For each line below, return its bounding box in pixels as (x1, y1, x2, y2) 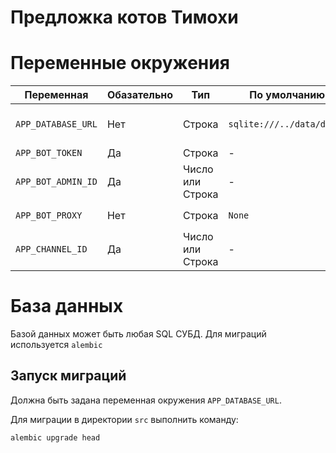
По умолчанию (249, 88, 326, 102)
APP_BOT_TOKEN (15, 147, 83, 159)
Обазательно (106, 88, 174, 102)
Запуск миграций (10, 367, 127, 385)
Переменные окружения (10, 52, 230, 75)
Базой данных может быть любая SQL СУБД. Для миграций (10, 328, 267, 340)
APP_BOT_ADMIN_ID (15, 176, 98, 188)
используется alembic (10, 339, 103, 351)
